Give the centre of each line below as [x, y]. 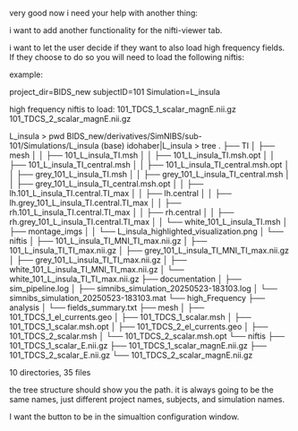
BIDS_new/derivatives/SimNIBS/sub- [135, 136]
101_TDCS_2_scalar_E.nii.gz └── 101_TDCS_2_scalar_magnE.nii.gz [131, 355]
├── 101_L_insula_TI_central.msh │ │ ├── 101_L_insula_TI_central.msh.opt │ [149, 164]
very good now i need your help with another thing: [104, 13]
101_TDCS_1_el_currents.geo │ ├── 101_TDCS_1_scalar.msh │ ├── [131, 317]
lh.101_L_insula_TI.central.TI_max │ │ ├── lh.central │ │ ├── [121, 193]
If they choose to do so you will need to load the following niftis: [127, 57]
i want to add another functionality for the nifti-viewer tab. [116, 30]
